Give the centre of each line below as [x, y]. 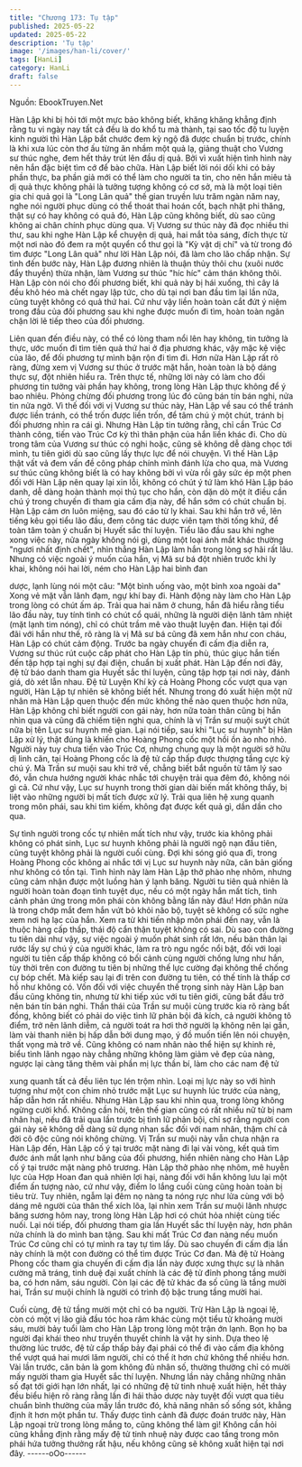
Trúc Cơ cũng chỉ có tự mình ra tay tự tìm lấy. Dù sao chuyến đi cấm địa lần [149, 1244]
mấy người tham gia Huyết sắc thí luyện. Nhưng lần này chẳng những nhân [148, 1376]
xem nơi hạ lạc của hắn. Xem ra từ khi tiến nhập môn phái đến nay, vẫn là [145, 919]
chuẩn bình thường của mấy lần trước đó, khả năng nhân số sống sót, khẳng [151, 1405]
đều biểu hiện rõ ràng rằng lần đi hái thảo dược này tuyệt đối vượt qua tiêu [147, 1396]
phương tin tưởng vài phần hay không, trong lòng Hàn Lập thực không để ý [148, 386]
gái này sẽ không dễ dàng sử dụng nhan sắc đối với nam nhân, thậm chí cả [148, 1129]
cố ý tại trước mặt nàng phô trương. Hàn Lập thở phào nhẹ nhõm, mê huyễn [150, 1167]
